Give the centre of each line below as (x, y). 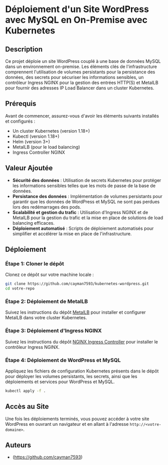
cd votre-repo (20, 289)
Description (24, 49)
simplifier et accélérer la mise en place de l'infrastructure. (72, 234)
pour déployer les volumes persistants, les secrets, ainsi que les (71, 376)
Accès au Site (27, 406)
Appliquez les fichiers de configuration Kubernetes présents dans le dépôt (82, 371)
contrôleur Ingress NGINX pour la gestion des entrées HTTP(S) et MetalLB (82, 82)
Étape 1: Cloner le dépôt (35, 263)
